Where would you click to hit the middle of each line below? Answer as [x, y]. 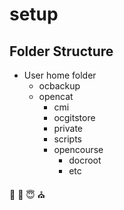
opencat [56, 96]
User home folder [60, 75]
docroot [85, 160]
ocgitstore [74, 117]
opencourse [78, 149]
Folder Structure [61, 51]
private [68, 128]
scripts [67, 139]
